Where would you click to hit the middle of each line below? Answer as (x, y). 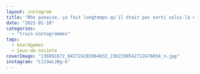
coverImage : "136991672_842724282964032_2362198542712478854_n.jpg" (93, 56)
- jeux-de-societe (35, 51)
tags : (13, 39)
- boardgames (28, 45)
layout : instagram (29, 12)
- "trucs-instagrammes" (41, 34)
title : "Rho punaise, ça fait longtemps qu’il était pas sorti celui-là (98, 17)
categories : (21, 28)
